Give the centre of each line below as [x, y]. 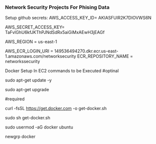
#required [15, 99]
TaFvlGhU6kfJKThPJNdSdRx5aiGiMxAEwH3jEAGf [55, 32]
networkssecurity [23, 62]
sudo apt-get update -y [28, 80]
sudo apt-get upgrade [27, 90]
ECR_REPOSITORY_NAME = [105, 56]
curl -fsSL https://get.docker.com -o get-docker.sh [56, 109]
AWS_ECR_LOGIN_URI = [29, 51]
